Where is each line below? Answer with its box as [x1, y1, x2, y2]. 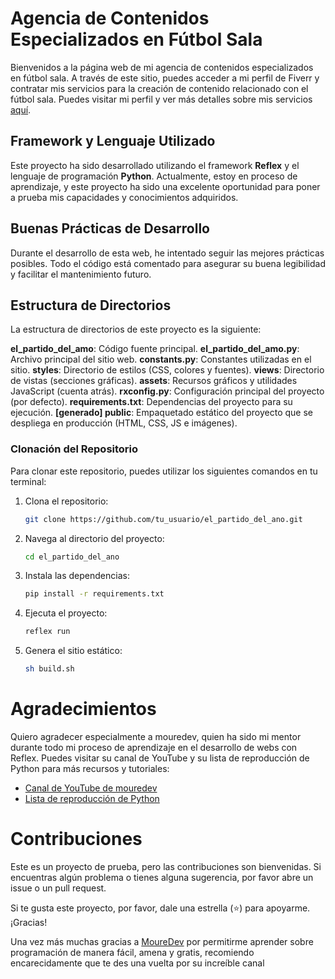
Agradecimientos [10, 698, 157, 721]
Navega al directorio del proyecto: [24, 532, 165, 544]
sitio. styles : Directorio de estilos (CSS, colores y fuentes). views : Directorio [10, 364, 325, 376]
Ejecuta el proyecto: [24, 607, 108, 619]
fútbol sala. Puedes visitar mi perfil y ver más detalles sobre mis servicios [10, 93, 313, 105]
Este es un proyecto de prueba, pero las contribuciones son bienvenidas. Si [10, 860, 322, 872]
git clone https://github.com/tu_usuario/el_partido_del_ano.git [24, 514, 303, 524]
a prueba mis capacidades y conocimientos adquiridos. [10, 191, 239, 203]
